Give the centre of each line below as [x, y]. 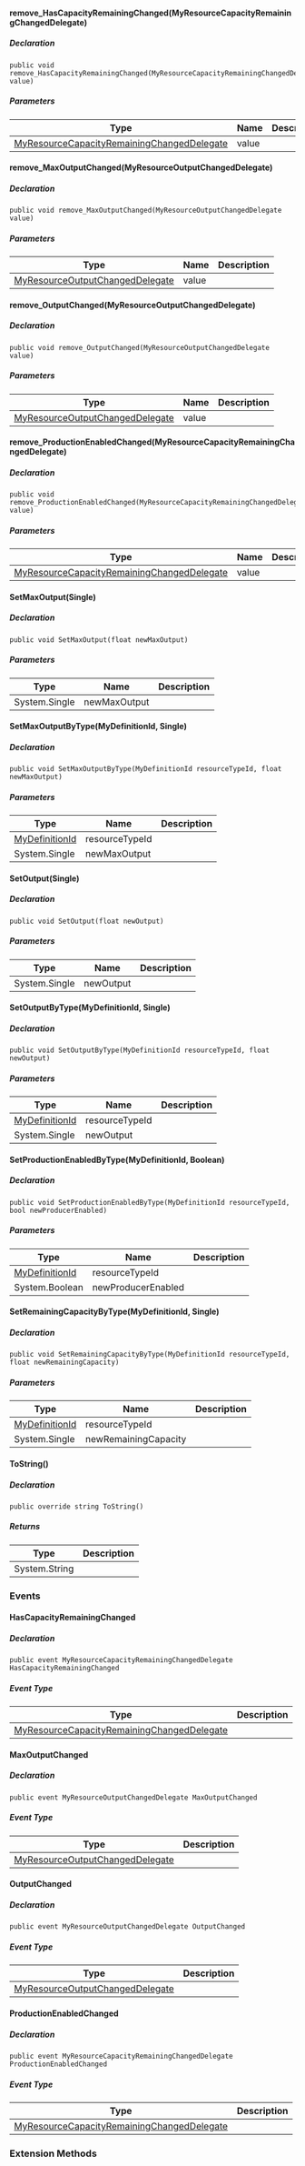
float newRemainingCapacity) [64, 1363]
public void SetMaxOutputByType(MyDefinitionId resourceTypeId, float [146, 769]
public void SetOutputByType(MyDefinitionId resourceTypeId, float [140, 1050]
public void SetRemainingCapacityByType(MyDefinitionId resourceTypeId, [150, 1355]
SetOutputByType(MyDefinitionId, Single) [90, 1008]
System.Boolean [49, 1287]
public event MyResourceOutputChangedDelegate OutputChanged [128, 1927]
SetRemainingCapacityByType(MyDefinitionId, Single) [114, 1312]
